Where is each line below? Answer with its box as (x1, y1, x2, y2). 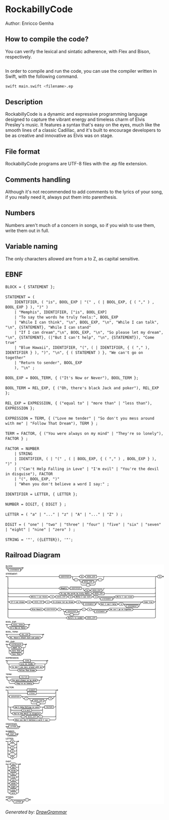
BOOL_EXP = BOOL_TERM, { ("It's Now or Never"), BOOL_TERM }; (5, 375, 139, 380)
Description (5, 98, 43, 107)
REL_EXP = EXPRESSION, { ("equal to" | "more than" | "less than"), (5, 400, 152, 405)
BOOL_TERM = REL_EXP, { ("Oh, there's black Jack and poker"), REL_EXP (5, 385, 159, 390)
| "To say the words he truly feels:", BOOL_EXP (14, 314, 119, 320)
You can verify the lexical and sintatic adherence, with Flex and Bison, (5, 48, 150, 54)
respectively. (5, 54, 32, 60)
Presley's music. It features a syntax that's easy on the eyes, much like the (5, 122, 160, 128)
